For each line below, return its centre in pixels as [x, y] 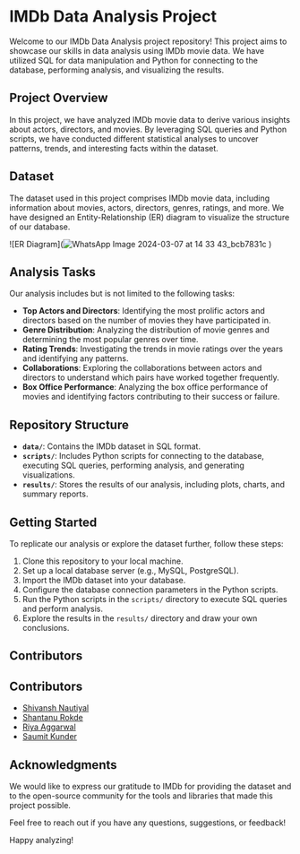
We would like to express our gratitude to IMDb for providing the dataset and [150, 787]
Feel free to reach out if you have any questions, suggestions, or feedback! [148, 823]
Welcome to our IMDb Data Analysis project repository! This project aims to [148, 41]
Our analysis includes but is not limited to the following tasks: [122, 294]
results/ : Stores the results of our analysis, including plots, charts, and [153, 485]
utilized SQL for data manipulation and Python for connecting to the [133, 60]
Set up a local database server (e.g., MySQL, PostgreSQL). [130, 570]
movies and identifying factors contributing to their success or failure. [151, 397]
